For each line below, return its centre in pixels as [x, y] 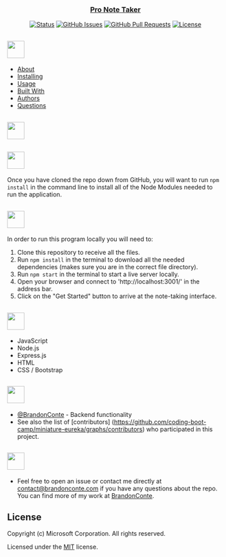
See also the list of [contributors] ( [66, 422]
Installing [30, 76]
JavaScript [32, 341]
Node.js [28, 348]
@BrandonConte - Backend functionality [75, 414]
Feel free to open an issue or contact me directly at [89, 481]
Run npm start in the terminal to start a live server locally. [98, 274]
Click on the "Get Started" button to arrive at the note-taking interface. [117, 296]
